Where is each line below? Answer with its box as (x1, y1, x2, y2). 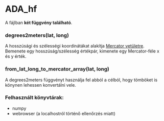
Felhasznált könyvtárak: (5, 94, 64, 101)
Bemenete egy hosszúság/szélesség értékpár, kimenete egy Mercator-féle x (5, 48, 160, 54)
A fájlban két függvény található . (5, 20, 72, 25)
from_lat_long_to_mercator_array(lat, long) (5, 66, 110, 73)
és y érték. (5, 53, 27, 59)
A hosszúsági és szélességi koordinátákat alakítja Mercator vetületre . (5, 43, 145, 49)
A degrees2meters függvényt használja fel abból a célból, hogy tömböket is (5, 77, 158, 83)
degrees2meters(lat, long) (5, 32, 70, 39)
